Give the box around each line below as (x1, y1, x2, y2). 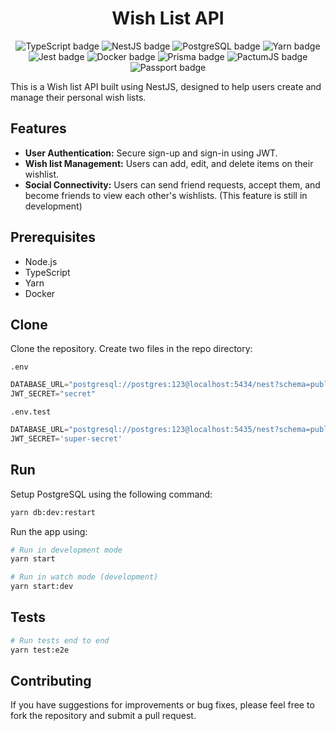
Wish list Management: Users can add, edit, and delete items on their (24, 157, 314, 169)
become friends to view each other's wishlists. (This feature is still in (24, 189, 308, 201)
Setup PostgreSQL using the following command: (10, 488, 213, 500)
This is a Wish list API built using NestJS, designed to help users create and (10, 80, 322, 92)
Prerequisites (10, 229, 96, 246)
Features (10, 120, 67, 137)
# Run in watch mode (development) (10, 572, 159, 582)
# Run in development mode (10, 545, 123, 555)
